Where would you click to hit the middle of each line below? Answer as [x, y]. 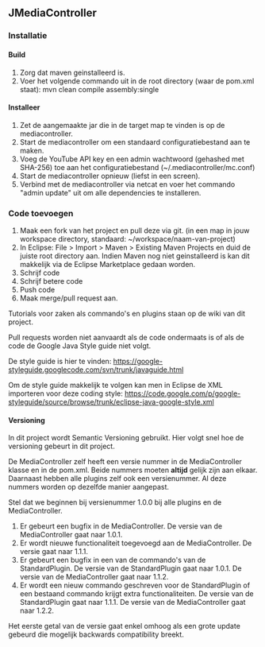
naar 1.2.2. [36, 610]
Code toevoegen [41, 213]
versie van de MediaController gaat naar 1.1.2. [94, 577]
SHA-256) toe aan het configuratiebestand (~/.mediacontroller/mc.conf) [137, 167]
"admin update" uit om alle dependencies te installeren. [110, 192]
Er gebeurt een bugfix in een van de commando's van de [113, 560]
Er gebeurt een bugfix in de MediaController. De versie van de [121, 526]
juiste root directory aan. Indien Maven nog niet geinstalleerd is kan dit [134, 256]
